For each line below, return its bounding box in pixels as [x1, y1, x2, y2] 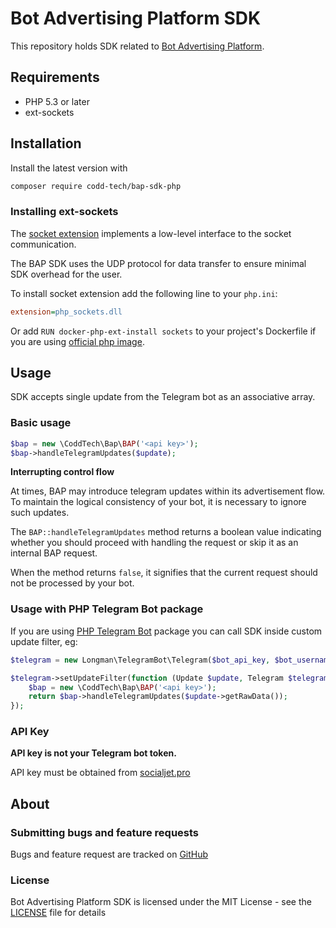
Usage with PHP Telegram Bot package [10, 602, 204, 616]
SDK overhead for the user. [10, 268, 123, 280]
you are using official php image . [10, 335, 145, 347]
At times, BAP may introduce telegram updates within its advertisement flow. [10, 485, 326, 497]
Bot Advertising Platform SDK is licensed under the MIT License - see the [10, 896, 312, 908]
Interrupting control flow [10, 466, 115, 478]
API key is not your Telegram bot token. [10, 747, 177, 759]
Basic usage [10, 416, 72, 430]
